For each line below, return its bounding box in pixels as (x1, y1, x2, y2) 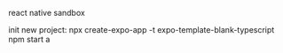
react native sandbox (8, 8, 85, 18)
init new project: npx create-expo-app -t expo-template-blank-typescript (8, 25, 275, 34)
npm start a (8, 34, 51, 44)
